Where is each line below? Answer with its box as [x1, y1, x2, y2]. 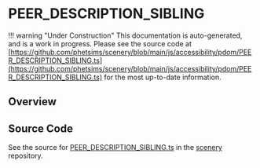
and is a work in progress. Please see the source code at [8, 38, 192, 48]
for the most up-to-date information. [104, 72, 222, 82]
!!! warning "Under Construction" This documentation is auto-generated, [8, 31, 243, 40]
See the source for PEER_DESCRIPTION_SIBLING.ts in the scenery [8, 143, 222, 152]
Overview [8, 95, 57, 108]
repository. [8, 151, 43, 161]
